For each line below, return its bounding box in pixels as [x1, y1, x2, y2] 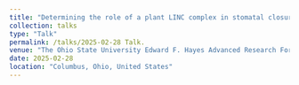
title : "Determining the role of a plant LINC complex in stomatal [9, 12, 265, 22]
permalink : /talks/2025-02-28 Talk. [9, 37, 145, 47]
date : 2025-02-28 [9, 54, 74, 63]
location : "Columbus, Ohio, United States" [9, 63, 174, 72]
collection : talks [9, 21, 77, 30]
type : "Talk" [9, 29, 58, 38]
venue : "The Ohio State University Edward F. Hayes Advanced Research [9, 46, 277, 55]
